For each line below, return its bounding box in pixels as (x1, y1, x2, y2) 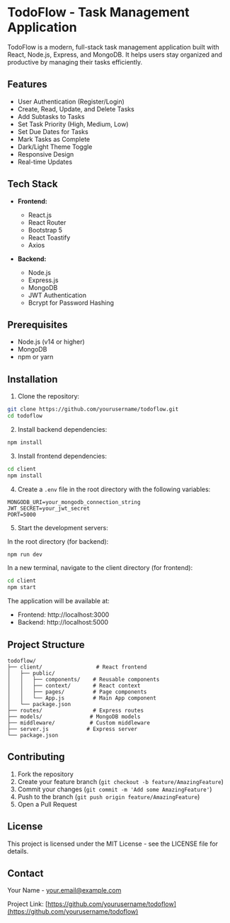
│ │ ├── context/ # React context (7, 682, 141, 689)
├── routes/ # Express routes (7, 707, 144, 714)
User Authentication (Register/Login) (17, 97, 125, 106)
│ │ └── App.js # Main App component (7, 695, 157, 702)
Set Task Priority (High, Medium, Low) (17, 120, 129, 128)
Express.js (28, 276, 59, 284)
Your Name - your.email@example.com (7, 886, 122, 895)
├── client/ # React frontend (7, 664, 147, 671)
